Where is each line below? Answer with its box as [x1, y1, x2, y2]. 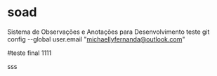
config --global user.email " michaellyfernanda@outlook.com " [7, 34, 185, 43]
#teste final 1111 [7, 49, 52, 57]
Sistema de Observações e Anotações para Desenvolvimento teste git [7, 27, 210, 36]
